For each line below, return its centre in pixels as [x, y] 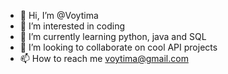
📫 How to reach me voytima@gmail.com [104, 58]
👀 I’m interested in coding [72, 26]
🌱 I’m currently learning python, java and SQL [113, 36]
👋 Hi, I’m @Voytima [59, 15]
